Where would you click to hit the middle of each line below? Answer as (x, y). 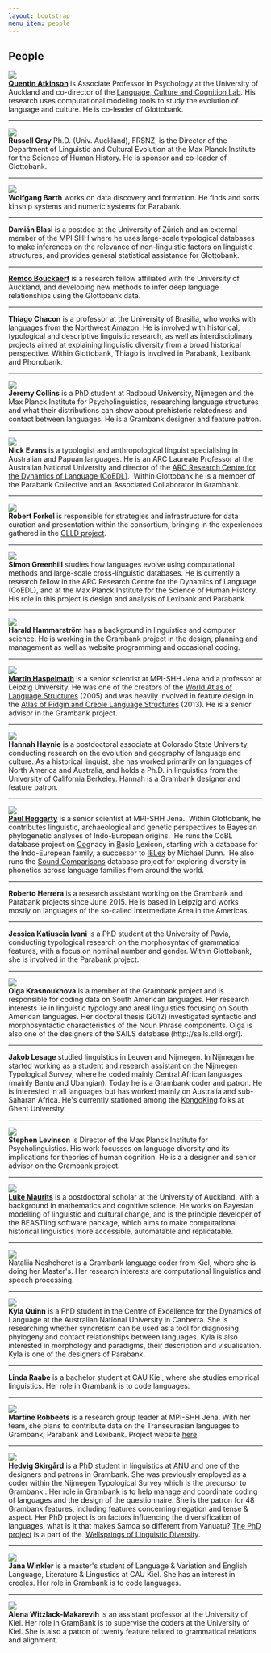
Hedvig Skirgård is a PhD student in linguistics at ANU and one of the (124, 1466)
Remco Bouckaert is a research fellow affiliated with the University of (124, 279)
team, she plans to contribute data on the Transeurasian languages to (124, 1426)
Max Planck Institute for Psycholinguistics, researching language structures (134, 402)
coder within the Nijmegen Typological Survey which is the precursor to (127, 1483)
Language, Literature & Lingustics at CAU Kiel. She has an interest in (122, 1575)
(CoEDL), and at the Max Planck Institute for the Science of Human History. (133, 590)
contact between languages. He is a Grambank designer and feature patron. (135, 419)
